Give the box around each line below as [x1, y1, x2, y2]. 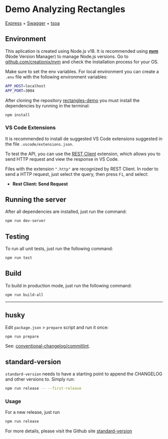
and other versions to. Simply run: [5, 376, 75, 382]
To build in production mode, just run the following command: [5, 282, 132, 288]
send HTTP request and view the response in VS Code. [5, 156, 119, 162]
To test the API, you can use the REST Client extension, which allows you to [5, 151, 161, 157]
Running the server [5, 195, 66, 204]
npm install [5, 112, 30, 118]
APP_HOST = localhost [5, 83, 46, 88]
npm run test [5, 255, 32, 261]
